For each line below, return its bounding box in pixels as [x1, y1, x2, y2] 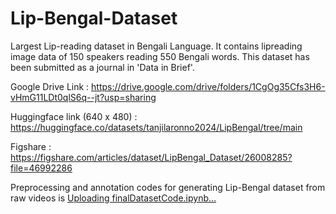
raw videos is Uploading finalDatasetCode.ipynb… [10, 192, 217, 204]
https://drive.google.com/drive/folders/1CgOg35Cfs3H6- [91, 80, 326, 92]
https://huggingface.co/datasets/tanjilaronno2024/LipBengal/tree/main [10, 121, 303, 133]
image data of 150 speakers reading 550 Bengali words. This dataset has [10, 50, 310, 62]
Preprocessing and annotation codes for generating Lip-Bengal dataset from [10, 181, 326, 193]
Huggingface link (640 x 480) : [10, 110, 138, 122]
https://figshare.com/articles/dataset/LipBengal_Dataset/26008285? [10, 151, 293, 163]
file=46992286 [10, 162, 73, 174]
